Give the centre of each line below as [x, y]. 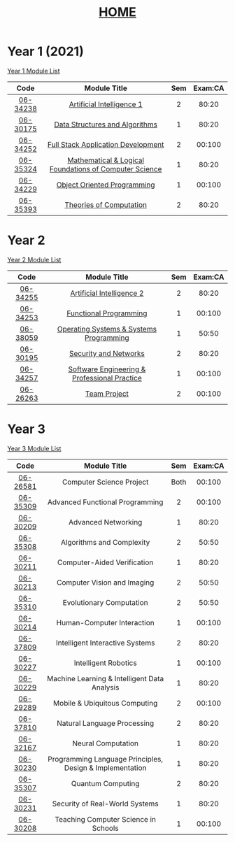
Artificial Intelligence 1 [106, 104]
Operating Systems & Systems [107, 329]
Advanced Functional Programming [105, 502]
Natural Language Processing [106, 723]
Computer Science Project [105, 482]
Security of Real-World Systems [105, 804]
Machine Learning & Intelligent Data [105, 678]
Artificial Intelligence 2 [107, 293]
